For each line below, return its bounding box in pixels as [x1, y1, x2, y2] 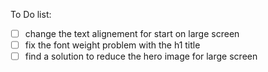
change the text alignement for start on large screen [24, 28, 240, 39]
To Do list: [10, 9, 52, 20]
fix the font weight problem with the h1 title [24, 39, 201, 51]
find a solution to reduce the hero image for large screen [24, 50, 258, 63]
